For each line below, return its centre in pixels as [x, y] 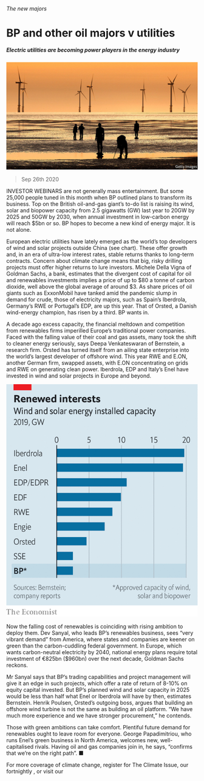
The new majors [27, 8]
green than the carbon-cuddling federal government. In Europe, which [94, 646]
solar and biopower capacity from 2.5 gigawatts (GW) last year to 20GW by [100, 211]
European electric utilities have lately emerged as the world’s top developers [102, 242]
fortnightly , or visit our [35, 771]
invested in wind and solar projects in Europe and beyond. [79, 376]
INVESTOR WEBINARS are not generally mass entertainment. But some [95, 191]
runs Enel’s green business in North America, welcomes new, [83, 740]
